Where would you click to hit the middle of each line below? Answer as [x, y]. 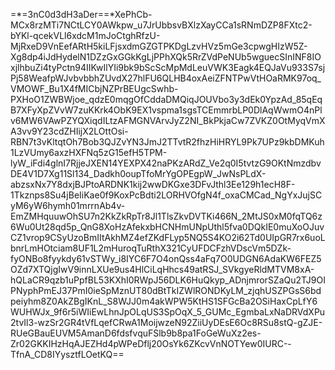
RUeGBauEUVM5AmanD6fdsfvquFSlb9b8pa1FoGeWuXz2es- [136, 333]
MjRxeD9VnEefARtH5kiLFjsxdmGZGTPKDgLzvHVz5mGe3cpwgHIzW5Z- [159, 46]
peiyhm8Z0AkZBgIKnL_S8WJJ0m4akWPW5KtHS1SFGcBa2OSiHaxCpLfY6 [164, 301]
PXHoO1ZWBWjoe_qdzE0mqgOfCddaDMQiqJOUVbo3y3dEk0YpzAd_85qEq [166, 99]
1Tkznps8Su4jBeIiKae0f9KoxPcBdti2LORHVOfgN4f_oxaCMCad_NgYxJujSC [166, 195]
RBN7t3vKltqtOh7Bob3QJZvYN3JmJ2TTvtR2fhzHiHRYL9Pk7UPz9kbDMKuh [167, 142]
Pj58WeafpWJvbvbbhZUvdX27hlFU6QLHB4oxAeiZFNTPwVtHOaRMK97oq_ [166, 78]
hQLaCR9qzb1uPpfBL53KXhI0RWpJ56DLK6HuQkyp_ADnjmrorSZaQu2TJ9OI [168, 280]
